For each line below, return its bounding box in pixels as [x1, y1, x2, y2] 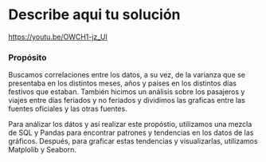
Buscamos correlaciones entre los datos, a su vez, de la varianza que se [8, 70, 245, 80]
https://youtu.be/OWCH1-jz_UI [8, 32, 108, 41]
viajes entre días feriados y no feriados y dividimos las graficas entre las [8, 96, 245, 105]
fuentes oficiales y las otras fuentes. [8, 104, 127, 113]
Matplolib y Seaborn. [8, 145, 77, 155]
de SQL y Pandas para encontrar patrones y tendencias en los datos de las [8, 128, 254, 137]
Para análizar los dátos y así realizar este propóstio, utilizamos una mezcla [8, 120, 252, 129]
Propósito [8, 52, 47, 63]
